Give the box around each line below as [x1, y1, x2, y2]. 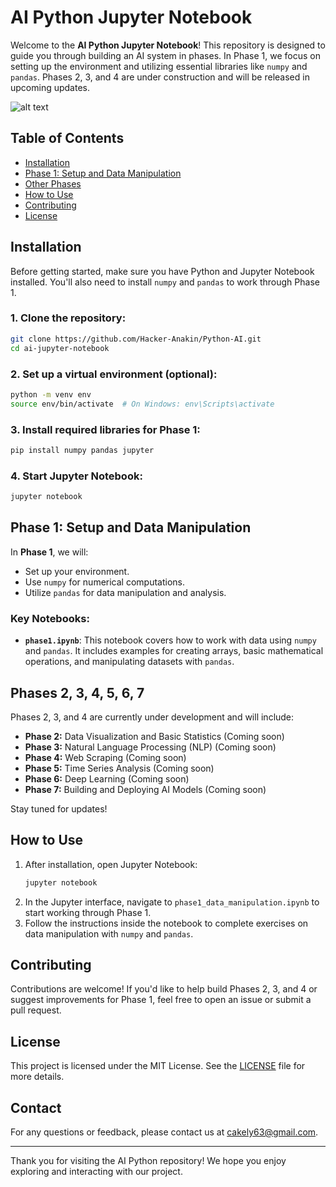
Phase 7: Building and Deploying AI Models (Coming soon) [24, 783, 267, 795]
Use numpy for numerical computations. [24, 576, 186, 588]
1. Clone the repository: [10, 311, 127, 325]
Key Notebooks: [10, 611, 90, 625]
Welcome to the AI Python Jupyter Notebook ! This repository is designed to [10, 39, 326, 51]
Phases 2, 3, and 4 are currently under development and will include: [10, 711, 295, 723]
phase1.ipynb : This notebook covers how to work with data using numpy [24, 634, 317, 646]
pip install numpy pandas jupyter [10, 445, 155, 455]
